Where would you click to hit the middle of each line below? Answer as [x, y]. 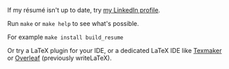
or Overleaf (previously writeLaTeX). [60, 58]
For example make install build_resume [65, 37]
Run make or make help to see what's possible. [73, 23]
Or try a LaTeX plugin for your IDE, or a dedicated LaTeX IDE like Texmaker [115, 51]
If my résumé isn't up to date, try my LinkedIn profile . [84, 10]
